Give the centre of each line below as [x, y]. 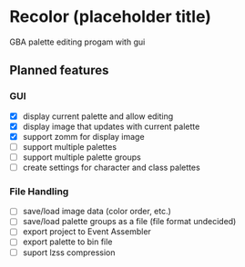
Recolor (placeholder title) [111, 17]
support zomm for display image [83, 136]
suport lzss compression [69, 252]
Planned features [59, 70]
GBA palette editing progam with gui [77, 42]
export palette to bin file [67, 242]
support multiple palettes [69, 146]
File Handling [39, 191]
